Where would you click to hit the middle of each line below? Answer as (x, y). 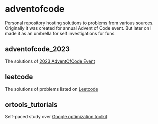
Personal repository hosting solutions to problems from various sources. (79, 23)
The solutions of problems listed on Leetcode (52, 89)
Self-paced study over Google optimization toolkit (56, 117)
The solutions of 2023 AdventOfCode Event (50, 61)
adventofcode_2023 (37, 49)
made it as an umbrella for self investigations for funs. (60, 33)
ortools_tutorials (31, 104)
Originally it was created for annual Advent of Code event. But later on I (78, 28)
